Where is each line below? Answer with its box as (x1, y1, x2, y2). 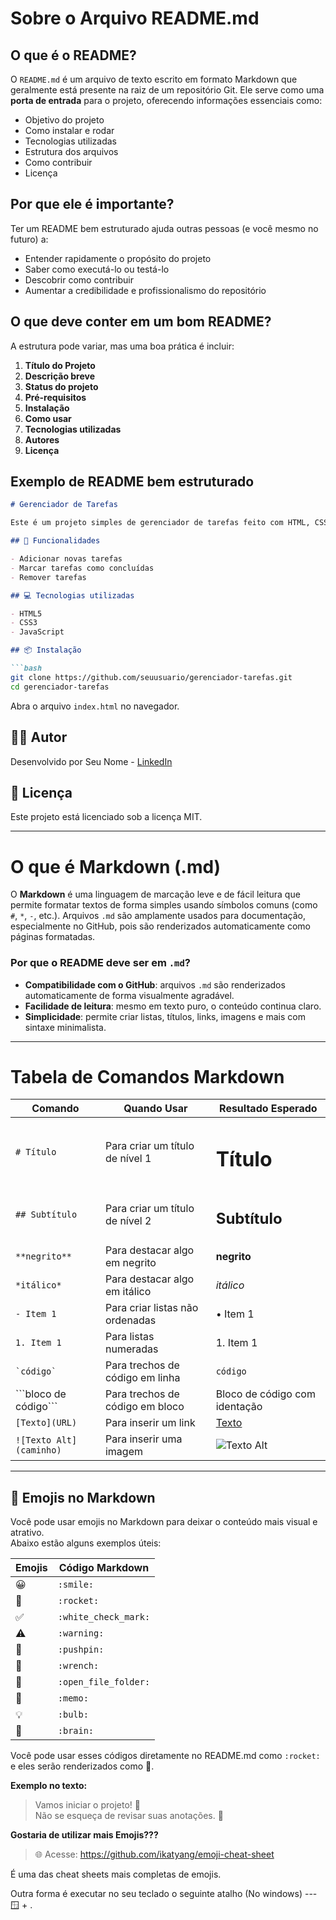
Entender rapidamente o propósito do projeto (24, 252, 212, 264)
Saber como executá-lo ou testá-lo (24, 263, 170, 275)
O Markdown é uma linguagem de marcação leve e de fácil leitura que (10, 888, 301, 901)
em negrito (104, 1256, 157, 1270)
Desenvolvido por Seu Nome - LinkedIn (10, 755, 173, 767)
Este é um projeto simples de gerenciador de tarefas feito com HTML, (10, 518, 311, 528)
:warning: (57, 1628, 105, 1639)
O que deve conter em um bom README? (10, 313, 272, 331)
